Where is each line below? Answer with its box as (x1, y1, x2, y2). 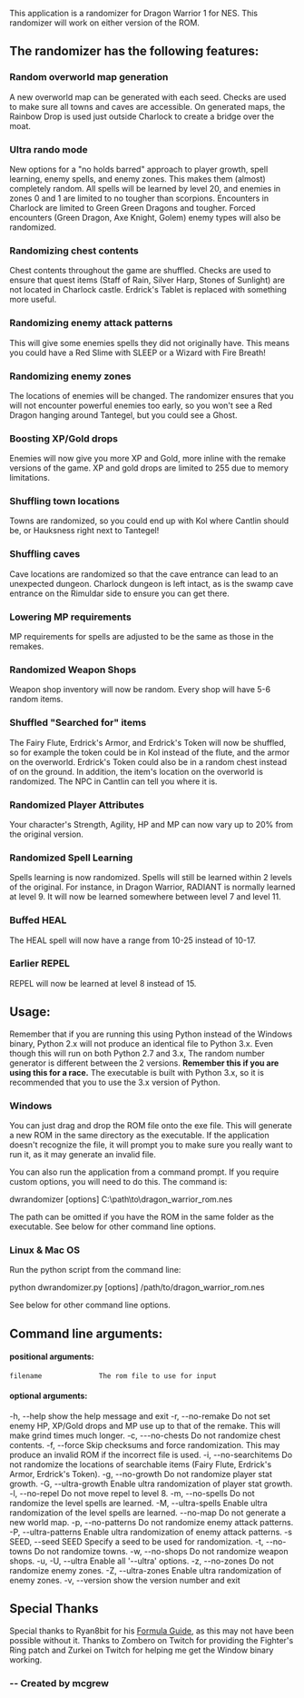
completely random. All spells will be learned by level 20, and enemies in (9, 183, 281, 194)
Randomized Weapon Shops (9, 663, 137, 676)
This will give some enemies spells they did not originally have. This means (9, 337, 290, 348)
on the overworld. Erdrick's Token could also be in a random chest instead (9, 756, 288, 767)
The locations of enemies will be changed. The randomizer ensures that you (9, 390, 294, 401)
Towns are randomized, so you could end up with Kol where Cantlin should (9, 515, 289, 526)
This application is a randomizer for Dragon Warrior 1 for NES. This (9, 8, 259, 18)
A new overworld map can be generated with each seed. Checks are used (9, 91, 287, 103)
